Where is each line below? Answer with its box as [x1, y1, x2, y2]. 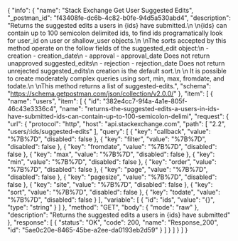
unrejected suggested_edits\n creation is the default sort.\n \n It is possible [7, 67, 227, 75]
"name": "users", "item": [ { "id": [7, 97, 102, 106]
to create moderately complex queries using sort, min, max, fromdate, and [7, 74, 225, 83]
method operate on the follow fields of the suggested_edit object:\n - [7, 44, 210, 52]
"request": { [194, 112, 229, 120]
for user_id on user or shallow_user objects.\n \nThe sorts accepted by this [7, 36, 227, 45]
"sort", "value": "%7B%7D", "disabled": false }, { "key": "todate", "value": [7, 188, 220, 196]
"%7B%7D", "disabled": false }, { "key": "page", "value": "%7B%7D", [7, 165, 208, 173]
